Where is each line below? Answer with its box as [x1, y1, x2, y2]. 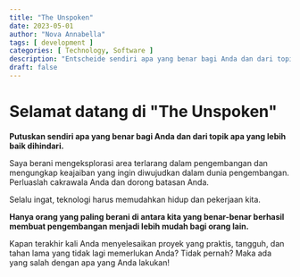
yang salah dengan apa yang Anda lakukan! [9, 256, 171, 268]
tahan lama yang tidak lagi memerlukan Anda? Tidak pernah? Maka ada [9, 248, 272, 258]
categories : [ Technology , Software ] [9, 46, 154, 55]
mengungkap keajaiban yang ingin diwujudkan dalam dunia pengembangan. [9, 167, 290, 178]
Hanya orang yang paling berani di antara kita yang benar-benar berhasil [9, 211, 285, 222]
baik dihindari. [9, 140, 64, 151]
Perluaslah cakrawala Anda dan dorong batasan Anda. [9, 176, 210, 188]
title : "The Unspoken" [9, 13, 94, 22]
